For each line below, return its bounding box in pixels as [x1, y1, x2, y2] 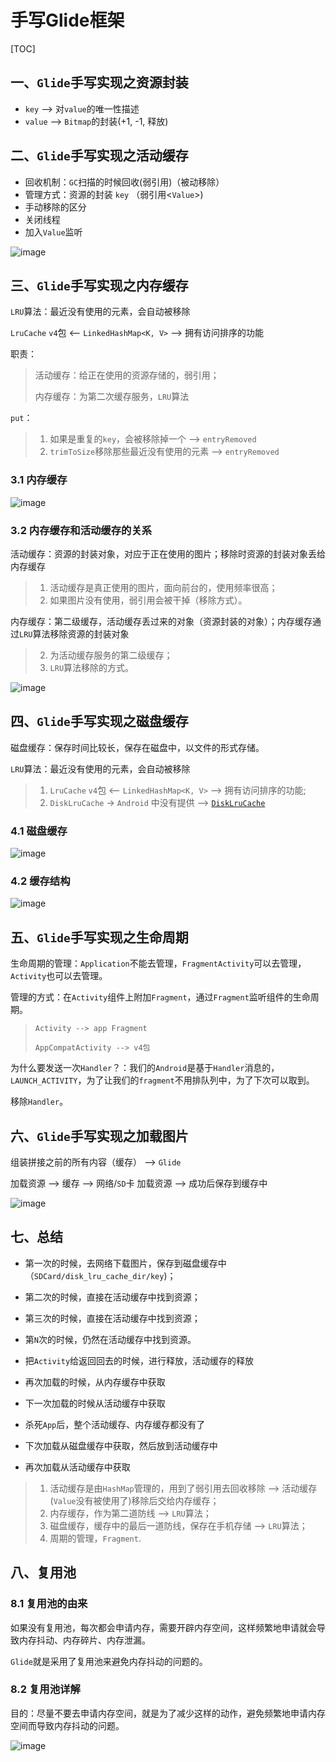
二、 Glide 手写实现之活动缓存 [10, 147, 189, 165]
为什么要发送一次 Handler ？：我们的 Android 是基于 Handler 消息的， [10, 1062, 280, 1074]
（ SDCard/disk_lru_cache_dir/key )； [24, 1269, 177, 1281]
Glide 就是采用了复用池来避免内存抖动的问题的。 [10, 1655, 208, 1667]
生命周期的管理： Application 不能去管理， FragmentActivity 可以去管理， [10, 957, 307, 970]
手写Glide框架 [10, 9, 125, 32]
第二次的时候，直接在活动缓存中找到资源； [24, 1291, 201, 1303]
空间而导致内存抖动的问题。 [10, 1719, 125, 1731]
